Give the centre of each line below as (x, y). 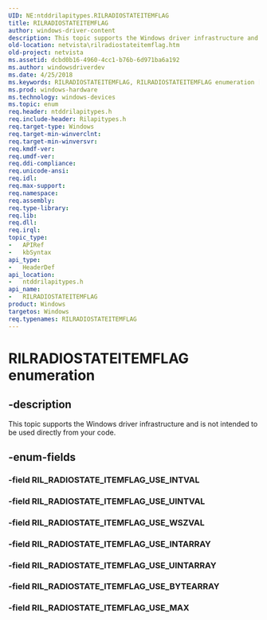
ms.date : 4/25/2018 (41, 75)
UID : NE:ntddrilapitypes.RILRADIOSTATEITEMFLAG (89, 16)
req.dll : (23, 223)
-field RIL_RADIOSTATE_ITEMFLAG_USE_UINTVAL (107, 501)
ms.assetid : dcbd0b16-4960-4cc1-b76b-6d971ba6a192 (94, 60)
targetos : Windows (39, 311)
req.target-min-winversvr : (53, 141)
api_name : (25, 290)
